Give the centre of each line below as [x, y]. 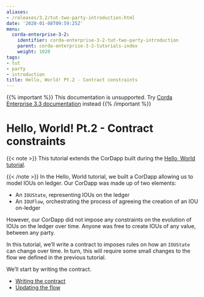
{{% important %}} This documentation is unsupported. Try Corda [89, 98]
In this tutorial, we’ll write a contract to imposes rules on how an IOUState [98, 245]
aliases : [17, 12]
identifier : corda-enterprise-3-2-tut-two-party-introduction [98, 40]
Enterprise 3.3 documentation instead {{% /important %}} [79, 104]
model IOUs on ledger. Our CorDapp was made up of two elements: [91, 183]
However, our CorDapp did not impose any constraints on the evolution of [99, 220]
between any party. [31, 233]
